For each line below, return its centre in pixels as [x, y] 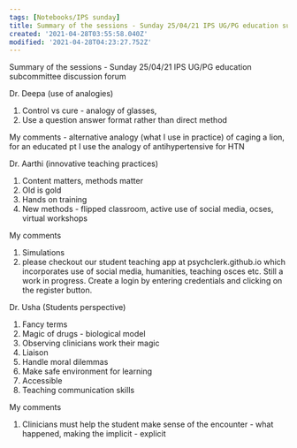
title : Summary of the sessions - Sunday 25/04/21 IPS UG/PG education [144, 26]
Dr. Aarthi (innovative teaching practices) [84, 163]
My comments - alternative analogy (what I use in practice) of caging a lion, [147, 137]
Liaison [35, 353]
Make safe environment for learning [87, 371]
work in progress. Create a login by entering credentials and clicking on [152, 281]
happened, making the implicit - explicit [94, 434]
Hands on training [54, 200]
